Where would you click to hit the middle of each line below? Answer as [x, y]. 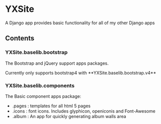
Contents [20, 38]
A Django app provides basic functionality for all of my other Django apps [80, 23]
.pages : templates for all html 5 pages [51, 106]
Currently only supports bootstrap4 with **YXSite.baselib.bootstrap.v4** [81, 73]
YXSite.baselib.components [40, 85]
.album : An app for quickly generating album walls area [69, 116]
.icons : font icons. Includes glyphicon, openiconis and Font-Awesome [84, 111]
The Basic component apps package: [43, 96]
